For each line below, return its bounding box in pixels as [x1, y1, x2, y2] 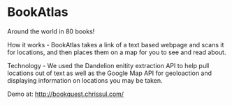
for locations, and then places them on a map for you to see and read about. [7, 48, 226, 56]
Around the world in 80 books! [7, 27, 95, 35]
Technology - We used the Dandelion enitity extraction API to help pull [7, 61, 210, 70]
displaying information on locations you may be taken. [7, 76, 163, 84]
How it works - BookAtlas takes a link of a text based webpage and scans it [7, 40, 224, 49]
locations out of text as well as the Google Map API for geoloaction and [7, 69, 212, 77]
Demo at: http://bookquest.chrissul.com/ [7, 90, 124, 98]
